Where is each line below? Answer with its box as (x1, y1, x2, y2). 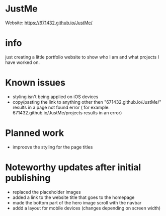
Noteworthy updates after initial (5, 162, 141, 173)
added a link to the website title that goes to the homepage (12, 194, 135, 200)
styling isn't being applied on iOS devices (12, 94, 99, 100)
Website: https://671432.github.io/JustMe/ (5, 20, 93, 26)
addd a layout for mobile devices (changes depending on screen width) (12, 205, 161, 211)
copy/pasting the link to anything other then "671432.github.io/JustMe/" (12, 99, 162, 105)
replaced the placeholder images (12, 189, 81, 195)
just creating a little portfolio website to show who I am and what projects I (5, 54, 159, 60)
